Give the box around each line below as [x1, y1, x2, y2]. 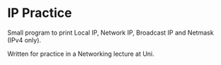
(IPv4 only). [7, 35, 41, 44]
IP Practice [7, 5, 72, 21]
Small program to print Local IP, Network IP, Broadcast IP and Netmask [7, 28, 214, 37]
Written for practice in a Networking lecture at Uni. [7, 49, 154, 58]
